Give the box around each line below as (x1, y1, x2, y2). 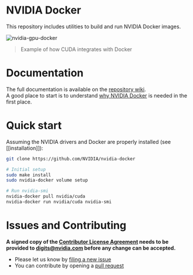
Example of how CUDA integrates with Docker (20, 45, 132, 53)
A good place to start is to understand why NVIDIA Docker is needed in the (6, 92, 188, 99)
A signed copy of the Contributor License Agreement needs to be (6, 238, 169, 245)
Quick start (6, 119, 62, 132)
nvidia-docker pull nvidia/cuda (6, 193, 85, 200)
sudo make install (6, 172, 51, 178)
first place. (6, 98, 32, 105)
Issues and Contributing (6, 219, 127, 232)
